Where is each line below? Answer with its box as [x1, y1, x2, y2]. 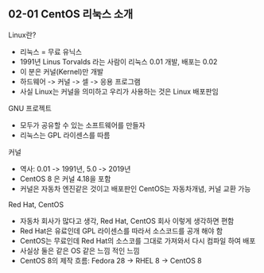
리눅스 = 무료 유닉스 [19, 47, 82, 56]
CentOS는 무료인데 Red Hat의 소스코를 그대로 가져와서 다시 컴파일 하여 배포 [19, 236, 256, 245]
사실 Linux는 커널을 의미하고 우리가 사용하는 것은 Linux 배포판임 [19, 87, 219, 96]
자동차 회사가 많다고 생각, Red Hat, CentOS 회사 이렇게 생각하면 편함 [19, 216, 235, 225]
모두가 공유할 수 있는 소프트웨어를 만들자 [19, 120, 146, 129]
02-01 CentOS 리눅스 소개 [8, 7, 134, 21]
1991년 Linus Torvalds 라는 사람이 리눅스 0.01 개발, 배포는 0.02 [19, 56, 218, 66]
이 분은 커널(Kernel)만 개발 [19, 67, 104, 76]
